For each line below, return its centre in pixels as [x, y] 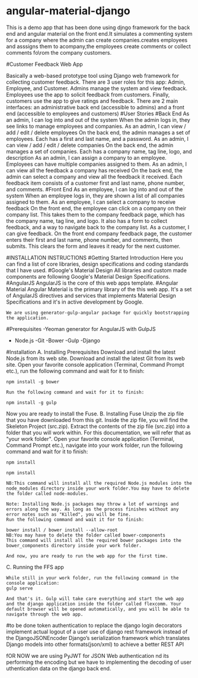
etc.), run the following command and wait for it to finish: [75, 371]
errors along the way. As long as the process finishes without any [92, 509]
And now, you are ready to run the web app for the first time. [87, 556]
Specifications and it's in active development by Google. [75, 302]
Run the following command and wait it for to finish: [75, 519]
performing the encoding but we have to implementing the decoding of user [99, 662]
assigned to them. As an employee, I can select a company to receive [91, 202]
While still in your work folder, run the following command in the [92, 578]
